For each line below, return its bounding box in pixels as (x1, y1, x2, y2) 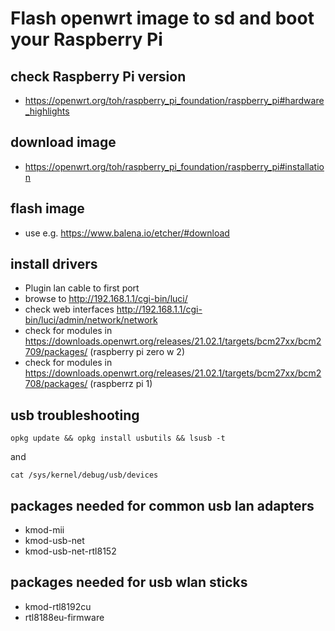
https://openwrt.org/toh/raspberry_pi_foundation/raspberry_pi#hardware (24, 95, 325, 106)
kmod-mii (24, 524, 65, 536)
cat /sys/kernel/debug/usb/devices (10, 470, 159, 481)
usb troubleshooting (10, 407, 140, 424)
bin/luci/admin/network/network (24, 314, 158, 326)
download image (10, 134, 117, 151)
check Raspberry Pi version (10, 68, 187, 85)
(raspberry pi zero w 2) (89, 346, 186, 358)
